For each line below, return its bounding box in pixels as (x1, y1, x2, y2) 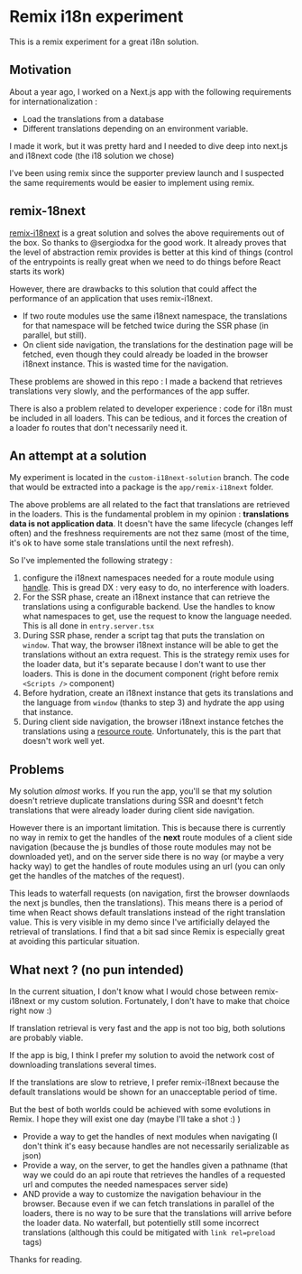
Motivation (9, 62, 72, 78)
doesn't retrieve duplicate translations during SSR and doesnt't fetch (9, 795, 264, 806)
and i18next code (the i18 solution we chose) (9, 150, 175, 161)
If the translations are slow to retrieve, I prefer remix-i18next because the (9, 1077, 279, 1087)
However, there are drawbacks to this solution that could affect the (9, 283, 257, 294)
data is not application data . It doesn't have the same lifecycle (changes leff (9, 518, 294, 529)
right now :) (9, 1005, 52, 1016)
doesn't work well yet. (22, 736, 105, 747)
